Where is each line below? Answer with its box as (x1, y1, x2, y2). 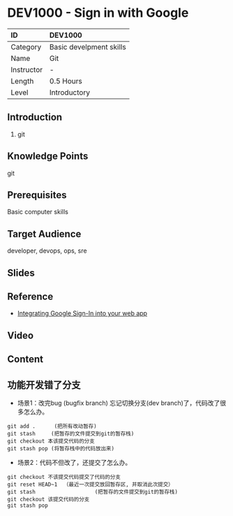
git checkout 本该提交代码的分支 (7, 438, 96, 445)
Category (10, 42, 42, 52)
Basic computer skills (7, 208, 68, 216)
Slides (7, 267, 35, 279)
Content (7, 354, 44, 365)
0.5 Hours (49, 76, 82, 85)
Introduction (7, 111, 63, 123)
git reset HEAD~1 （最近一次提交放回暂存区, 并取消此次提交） (7, 481, 174, 488)
